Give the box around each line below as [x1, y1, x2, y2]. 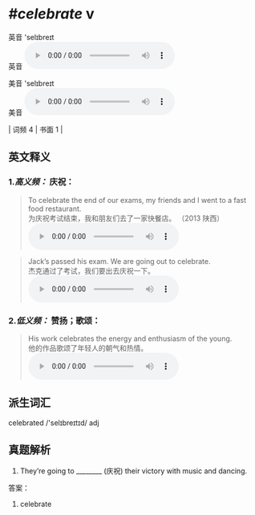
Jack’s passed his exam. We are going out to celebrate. [27, 256, 211, 266]
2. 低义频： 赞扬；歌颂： [8, 314, 101, 326]
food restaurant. [27, 204, 82, 213]
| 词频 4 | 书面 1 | [8, 124, 63, 134]
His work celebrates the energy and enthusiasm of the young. [27, 334, 233, 343]
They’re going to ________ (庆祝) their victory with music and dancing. [19, 466, 248, 476]
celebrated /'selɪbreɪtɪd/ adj [8, 418, 99, 428]
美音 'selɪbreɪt [8, 78, 55, 88]
